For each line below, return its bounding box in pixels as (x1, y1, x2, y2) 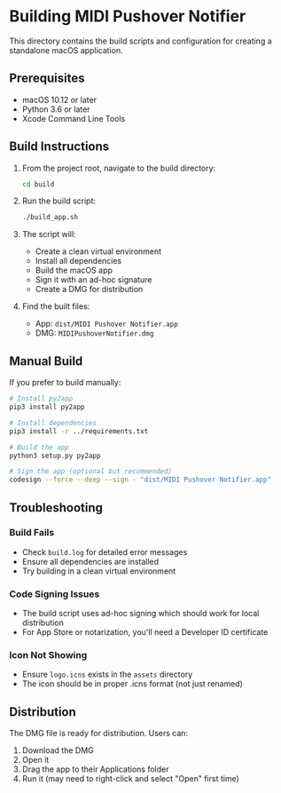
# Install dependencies (9, 418, 98, 427)
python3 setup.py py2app (9, 451, 101, 460)
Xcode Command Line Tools (21, 113, 126, 123)
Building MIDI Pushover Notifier (9, 6, 246, 27)
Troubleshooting (9, 500, 104, 515)
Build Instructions (9, 139, 110, 155)
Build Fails (9, 527, 55, 539)
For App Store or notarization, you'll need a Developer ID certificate (21, 627, 269, 638)
